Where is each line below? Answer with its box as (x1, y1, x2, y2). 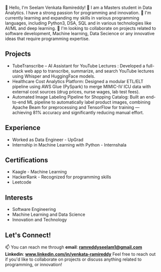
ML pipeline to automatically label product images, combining (27, 99, 151, 105)
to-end (12, 99, 26, 105)
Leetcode (12, 179, 32, 185)
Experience (5, 124, 40, 132)
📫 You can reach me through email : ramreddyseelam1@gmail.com (5, 244, 142, 250)
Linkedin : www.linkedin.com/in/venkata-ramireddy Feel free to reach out (5, 251, 156, 257)
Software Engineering (12, 207, 56, 212)
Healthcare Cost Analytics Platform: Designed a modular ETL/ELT (12, 78, 144, 84)
